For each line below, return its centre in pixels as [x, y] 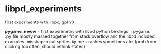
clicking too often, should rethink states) [45, 46]
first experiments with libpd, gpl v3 [40, 22]
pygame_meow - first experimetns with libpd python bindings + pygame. [78, 31]
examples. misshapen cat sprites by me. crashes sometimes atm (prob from [80, 41]
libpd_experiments [44, 9]
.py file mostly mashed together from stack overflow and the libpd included [80, 36]
